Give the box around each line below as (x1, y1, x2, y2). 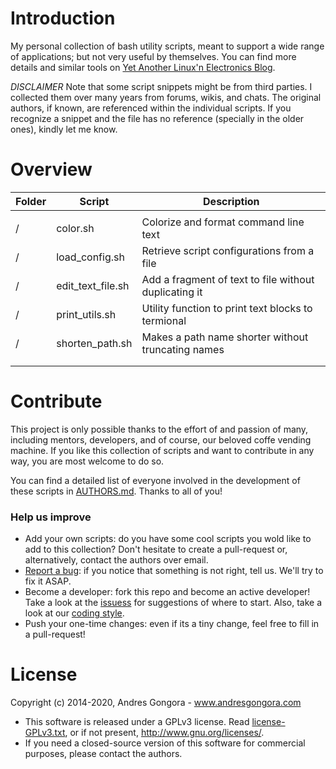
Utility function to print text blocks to (141, 301, 313, 315)
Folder (15, 194, 47, 208)
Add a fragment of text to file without (141, 272, 315, 286)
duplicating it (141, 285, 203, 299)
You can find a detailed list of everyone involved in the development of (10, 474, 301, 486)
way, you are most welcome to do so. (10, 455, 165, 467)
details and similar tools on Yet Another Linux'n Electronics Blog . (10, 61, 276, 73)
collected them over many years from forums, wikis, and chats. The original (10, 91, 322, 103)
